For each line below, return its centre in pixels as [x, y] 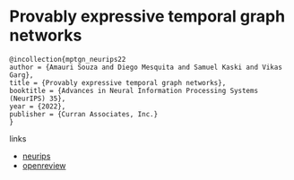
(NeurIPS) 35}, [38, 99]
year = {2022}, [38, 106]
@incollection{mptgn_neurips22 [68, 59]
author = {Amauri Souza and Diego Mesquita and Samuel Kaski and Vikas [146, 67]
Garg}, [22, 75]
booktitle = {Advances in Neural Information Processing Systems [134, 90]
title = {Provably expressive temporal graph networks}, [118, 82]
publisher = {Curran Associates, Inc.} [84, 114]
